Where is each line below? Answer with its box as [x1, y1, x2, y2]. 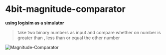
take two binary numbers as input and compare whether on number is [17, 29, 161, 35]
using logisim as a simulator [5, 20, 65, 26]
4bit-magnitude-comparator [5, 3, 126, 15]
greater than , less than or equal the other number [17, 35, 120, 41]
